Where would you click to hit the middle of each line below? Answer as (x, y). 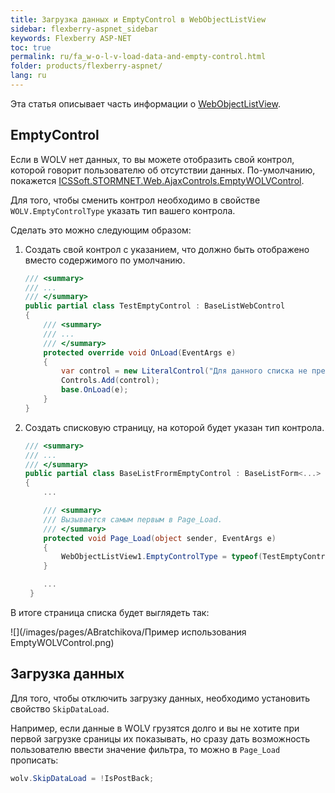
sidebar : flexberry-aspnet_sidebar (84, 29)
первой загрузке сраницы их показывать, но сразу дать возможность (160, 738)
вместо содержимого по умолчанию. (105, 260)
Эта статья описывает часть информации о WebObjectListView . (145, 103)
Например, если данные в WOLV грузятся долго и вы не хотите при (155, 728)
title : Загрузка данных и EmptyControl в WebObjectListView (138, 19)
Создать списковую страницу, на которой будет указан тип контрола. (174, 427)
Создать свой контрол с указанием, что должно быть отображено (167, 249)
